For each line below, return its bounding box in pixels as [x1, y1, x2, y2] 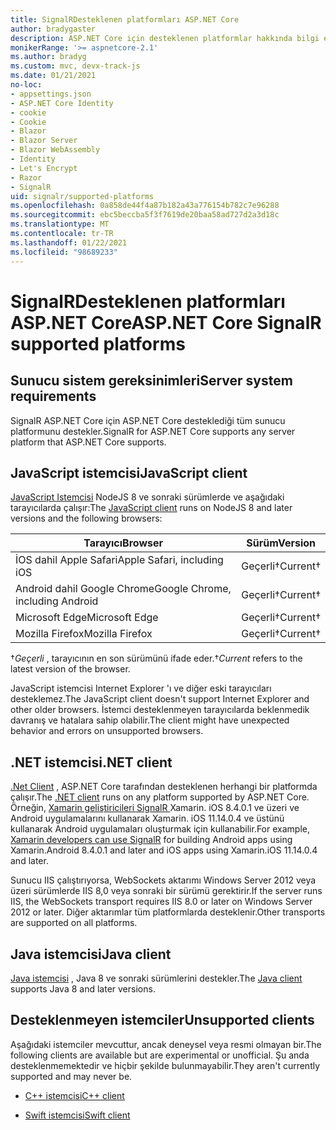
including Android [15, 594, 99, 608]
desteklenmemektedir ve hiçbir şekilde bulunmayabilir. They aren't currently [10, 1059, 321, 1071]
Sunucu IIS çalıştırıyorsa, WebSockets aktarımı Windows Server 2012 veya [10, 874, 317, 886]
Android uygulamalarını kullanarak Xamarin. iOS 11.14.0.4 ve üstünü [10, 812, 285, 825]
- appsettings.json [10, 89, 92, 99]
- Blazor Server [10, 136, 78, 146]
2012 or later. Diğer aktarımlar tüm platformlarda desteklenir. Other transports [10, 906, 326, 918]
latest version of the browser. [10, 663, 131, 675]
